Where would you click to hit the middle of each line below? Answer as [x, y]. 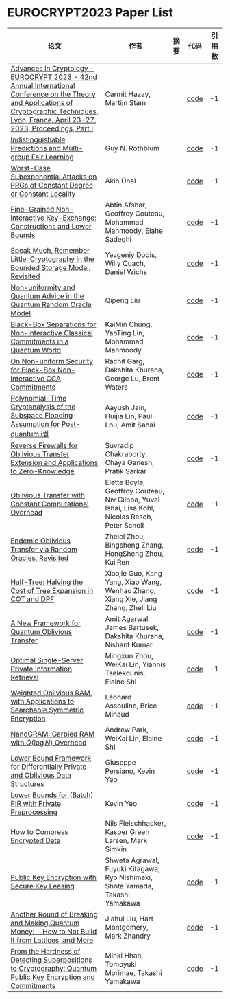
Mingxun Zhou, [129, 655]
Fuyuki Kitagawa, [133, 868]
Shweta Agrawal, [132, 860]
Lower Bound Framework [51, 758]
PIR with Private [36, 803]
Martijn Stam [125, 102]
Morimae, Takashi [133, 972]
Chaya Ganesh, [129, 462]
